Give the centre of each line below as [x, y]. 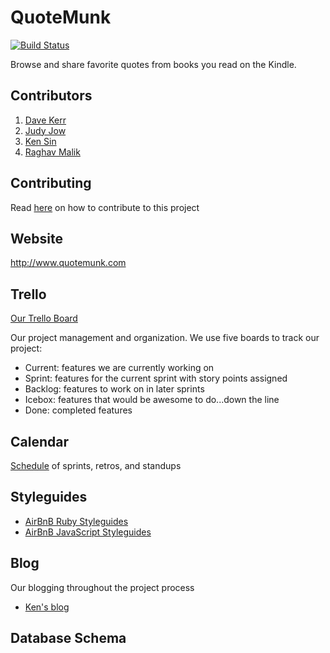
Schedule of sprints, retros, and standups [96, 465]
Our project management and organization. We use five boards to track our [165, 338]
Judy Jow [45, 130]
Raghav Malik [52, 152]
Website [36, 238]
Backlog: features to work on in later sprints [114, 389]
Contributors [51, 96]
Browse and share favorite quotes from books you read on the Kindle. [153, 64]
